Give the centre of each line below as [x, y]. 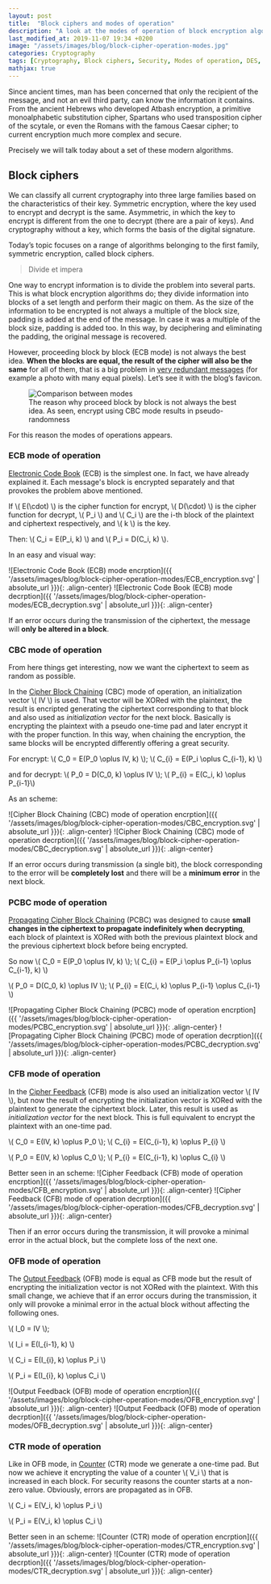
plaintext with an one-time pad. [60, 1126]
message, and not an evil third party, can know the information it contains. [131, 100]
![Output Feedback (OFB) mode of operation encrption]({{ [104, 1392]
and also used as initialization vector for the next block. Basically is [120, 718]
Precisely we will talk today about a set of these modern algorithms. [121, 150]
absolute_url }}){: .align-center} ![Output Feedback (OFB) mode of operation [135, 1409]
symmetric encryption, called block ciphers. [81, 253]
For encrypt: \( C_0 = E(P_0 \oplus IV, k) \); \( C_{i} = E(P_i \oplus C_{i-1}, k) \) [135, 759]
